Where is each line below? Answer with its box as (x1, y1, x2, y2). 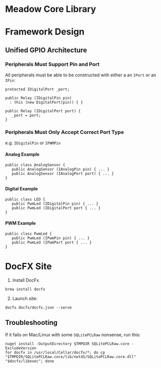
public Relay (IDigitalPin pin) (5, 96, 72, 101)
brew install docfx (5, 287, 46, 292)
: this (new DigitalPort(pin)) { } (9, 100, 83, 105)
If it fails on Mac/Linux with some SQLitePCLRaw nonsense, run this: (5, 331, 141, 338)
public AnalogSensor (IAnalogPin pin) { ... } (11, 167, 110, 172)
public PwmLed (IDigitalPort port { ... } (11, 205, 101, 210)
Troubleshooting (5, 318, 58, 327)
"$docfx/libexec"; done (5, 359, 54, 364)
